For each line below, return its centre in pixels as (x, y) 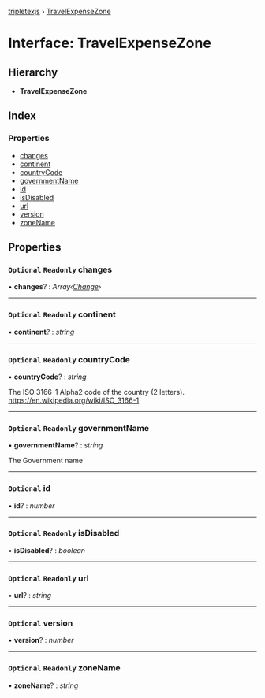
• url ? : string (30, 596)
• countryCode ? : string (47, 377)
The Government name (46, 461)
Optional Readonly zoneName (64, 668)
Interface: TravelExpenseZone (110, 43)
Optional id (30, 488)
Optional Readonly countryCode (69, 359)
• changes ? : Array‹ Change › (55, 287)
